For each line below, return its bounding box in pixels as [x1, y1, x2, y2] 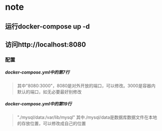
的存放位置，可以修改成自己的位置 [17, 120, 86, 126]
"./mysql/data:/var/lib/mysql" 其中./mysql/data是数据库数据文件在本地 [17, 114, 158, 120]
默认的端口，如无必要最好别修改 [17, 89, 82, 95]
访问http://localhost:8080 [5, 40, 86, 49]
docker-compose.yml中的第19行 [5, 101, 72, 107]
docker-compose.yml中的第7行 [5, 69, 70, 75]
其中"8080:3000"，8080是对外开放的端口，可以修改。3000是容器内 [17, 82, 156, 88]
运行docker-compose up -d [5, 22, 90, 30]
